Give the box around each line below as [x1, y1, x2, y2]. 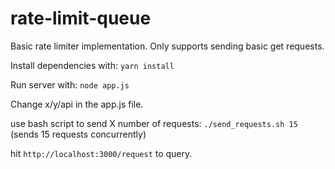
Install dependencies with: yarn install [10, 59, 175, 71]
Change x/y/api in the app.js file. [10, 98, 144, 110]
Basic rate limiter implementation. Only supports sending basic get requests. [10, 40, 325, 52]
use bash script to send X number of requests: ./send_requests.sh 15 [10, 117, 298, 129]
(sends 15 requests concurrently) [10, 128, 147, 140]
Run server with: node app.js [10, 78, 130, 91]
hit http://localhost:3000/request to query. [10, 147, 193, 159]
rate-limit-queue [10, 7, 152, 30]
